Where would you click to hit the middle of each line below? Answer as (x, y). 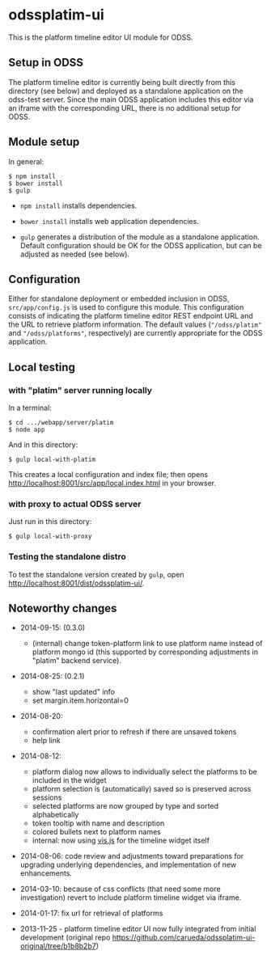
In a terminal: (30, 408)
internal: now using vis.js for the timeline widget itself (121, 841)
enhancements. (46, 873)
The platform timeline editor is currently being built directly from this (122, 82)
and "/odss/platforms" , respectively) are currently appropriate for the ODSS (135, 333)
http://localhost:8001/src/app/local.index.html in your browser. (112, 484)
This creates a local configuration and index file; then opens (108, 475)
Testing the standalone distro (68, 557)
